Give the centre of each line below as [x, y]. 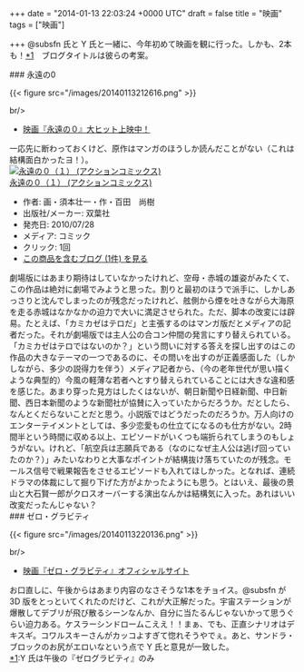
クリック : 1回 [46, 247]
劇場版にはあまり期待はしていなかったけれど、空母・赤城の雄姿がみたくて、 [152, 278]
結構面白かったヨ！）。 [51, 160]
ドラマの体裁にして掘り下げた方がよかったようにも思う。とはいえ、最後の [148, 482]
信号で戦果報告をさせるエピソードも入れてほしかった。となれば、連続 [164, 471]
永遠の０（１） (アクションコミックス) [81, 183]
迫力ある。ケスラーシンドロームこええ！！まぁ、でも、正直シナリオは [156, 624]
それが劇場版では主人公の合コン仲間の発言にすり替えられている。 [172, 335]
